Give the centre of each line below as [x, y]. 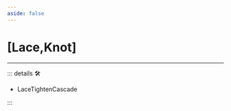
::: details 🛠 [24, 73]
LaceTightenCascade [47, 89]
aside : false [26, 13]
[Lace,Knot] [42, 47]
